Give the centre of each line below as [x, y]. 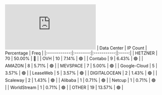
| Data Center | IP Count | [122, 48]
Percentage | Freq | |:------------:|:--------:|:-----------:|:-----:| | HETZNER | [81, 53]
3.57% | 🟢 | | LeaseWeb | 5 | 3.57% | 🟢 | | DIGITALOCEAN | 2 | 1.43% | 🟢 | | [81, 73]
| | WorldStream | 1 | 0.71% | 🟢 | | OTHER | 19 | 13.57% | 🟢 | [64, 87]
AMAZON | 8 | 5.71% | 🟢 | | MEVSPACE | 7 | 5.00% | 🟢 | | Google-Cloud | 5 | [81, 66]
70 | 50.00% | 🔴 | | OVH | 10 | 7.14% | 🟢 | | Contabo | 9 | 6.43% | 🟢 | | [74, 58]
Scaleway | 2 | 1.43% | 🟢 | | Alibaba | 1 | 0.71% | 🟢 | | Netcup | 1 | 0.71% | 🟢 [81, 80]
